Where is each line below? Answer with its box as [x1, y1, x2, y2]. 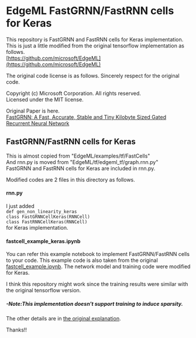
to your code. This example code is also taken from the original [6, 257, 158, 264]
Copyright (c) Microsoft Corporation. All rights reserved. [6, 90, 142, 97]
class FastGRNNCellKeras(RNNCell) [6, 214, 91, 220]
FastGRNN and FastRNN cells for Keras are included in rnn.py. [6, 165, 156, 172]
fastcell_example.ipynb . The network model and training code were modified [6, 263, 191, 270]
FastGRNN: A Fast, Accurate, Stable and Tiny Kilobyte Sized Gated [6, 113, 167, 121]
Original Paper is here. [6, 107, 60, 114]
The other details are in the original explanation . [6, 315, 121, 322]
